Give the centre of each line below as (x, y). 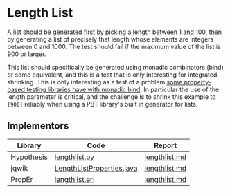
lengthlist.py (74, 157)
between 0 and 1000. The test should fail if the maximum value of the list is (114, 46)
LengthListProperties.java (96, 168)
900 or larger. (27, 54)
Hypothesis (29, 157)
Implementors (38, 126)
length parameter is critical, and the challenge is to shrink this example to (112, 96)
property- (198, 82)
